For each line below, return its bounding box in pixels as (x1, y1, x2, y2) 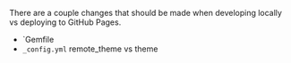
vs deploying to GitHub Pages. (9, 17, 122, 28)
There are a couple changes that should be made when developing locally (9, 8, 282, 18)
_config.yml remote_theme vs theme (21, 43, 158, 54)
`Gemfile (21, 35, 55, 44)
